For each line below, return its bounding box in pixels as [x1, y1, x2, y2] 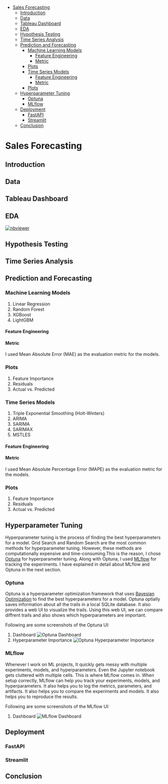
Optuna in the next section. [5, 566, 62, 573]
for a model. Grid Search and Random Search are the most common [5, 539, 146, 545]
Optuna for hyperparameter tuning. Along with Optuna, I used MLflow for [5, 556, 157, 562]
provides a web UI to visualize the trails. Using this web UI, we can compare [5, 607, 163, 613]
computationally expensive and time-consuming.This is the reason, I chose [5, 550, 161, 557]
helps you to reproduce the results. [5, 694, 78, 700]
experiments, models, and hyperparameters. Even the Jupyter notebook [5, 667, 155, 673]
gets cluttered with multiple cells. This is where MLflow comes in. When [5, 672, 154, 678]
